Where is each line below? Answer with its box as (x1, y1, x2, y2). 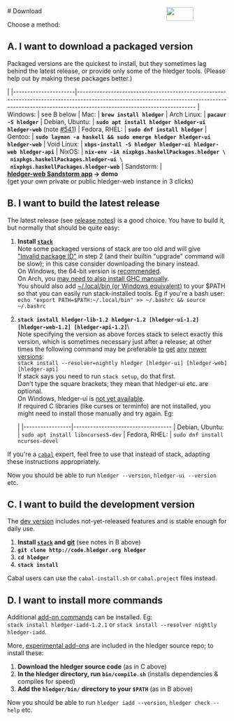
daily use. (7, 525, 35, 533)
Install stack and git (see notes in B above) (17, 538, 141, 547)
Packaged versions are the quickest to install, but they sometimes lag (7, 59, 207, 67)
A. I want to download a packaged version (7, 41, 193, 53)
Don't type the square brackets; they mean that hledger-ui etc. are (17, 379, 209, 387)
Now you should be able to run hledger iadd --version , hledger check (7, 699, 211, 707)
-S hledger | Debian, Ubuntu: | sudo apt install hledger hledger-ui (7, 117, 206, 125)
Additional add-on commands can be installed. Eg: (7, 613, 153, 622)
